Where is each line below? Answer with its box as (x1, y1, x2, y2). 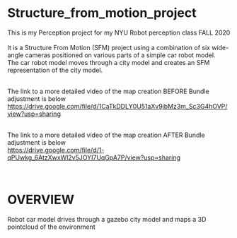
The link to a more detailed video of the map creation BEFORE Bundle (7, 87, 210, 95)
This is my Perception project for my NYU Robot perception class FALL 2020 (7, 28, 231, 37)
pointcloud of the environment (7, 222, 96, 231)
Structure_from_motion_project (7, 5, 197, 21)
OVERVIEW (7, 192, 75, 208)
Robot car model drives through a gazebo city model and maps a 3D (7, 215, 207, 223)
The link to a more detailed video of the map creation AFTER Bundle (7, 131, 205, 139)
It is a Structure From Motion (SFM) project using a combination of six (7, 43, 211, 52)
